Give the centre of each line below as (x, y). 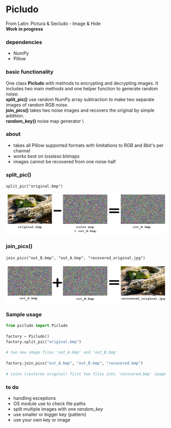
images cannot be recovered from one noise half (65, 161)
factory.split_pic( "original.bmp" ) (44, 342)
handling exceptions (34, 398)
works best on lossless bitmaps (46, 156)
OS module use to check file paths (49, 404)
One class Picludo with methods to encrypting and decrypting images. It (82, 83)
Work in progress (25, 29)
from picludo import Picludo (37, 326)
